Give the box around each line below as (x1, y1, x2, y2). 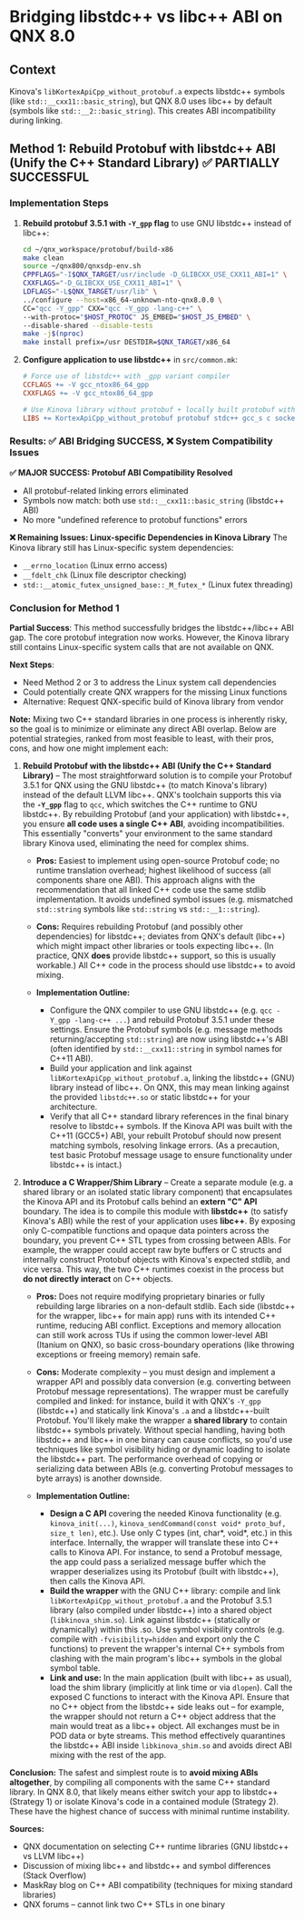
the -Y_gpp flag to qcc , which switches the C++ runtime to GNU (22, 799, 258, 810)
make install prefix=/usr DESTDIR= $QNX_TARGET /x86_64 (22, 338, 230, 347)
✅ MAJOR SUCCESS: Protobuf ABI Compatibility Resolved (9, 466, 233, 478)
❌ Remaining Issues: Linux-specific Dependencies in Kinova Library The (9, 532, 288, 543)
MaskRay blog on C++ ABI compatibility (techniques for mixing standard (22, 1880, 293, 1891)
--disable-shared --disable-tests (22, 321, 153, 330)
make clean (22, 253, 64, 263)
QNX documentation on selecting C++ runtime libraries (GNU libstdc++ (22, 1841, 289, 1852)
